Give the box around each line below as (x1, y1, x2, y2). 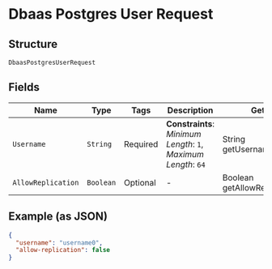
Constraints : (165, 118, 215, 130)
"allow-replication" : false (15, 246, 111, 254)
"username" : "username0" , (15, 238, 104, 247)
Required (124, 139, 159, 150)
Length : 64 (165, 159, 206, 170)
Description (167, 105, 214, 116)
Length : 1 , (165, 139, 204, 150)
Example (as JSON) (8, 210, 108, 224)
